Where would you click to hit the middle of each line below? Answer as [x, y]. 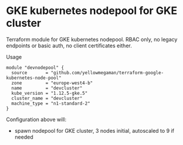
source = [30, 72]
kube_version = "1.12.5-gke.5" [50, 93]
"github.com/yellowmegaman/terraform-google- [107, 72]
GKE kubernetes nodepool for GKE [92, 11]
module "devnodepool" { [35, 68]
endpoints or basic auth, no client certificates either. [69, 46]
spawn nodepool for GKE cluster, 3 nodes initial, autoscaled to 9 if [94, 130]
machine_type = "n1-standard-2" [51, 103]
